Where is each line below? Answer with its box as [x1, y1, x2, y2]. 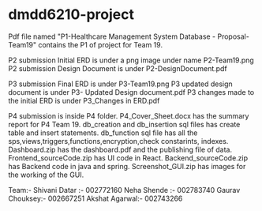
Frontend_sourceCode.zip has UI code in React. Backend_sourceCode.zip [8, 153, 249, 163]
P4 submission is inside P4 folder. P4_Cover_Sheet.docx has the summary [8, 111, 249, 120]
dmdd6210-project [8, 6, 134, 24]
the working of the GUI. [8, 170, 84, 179]
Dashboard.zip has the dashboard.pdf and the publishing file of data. [8, 145, 233, 154]
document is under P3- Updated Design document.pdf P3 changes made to [8, 87, 255, 96]
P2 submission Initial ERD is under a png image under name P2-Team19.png [8, 55, 254, 65]
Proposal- [216, 32, 250, 41]
